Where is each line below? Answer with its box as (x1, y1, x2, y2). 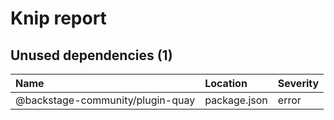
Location (204, 77, 248, 90)
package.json (204, 93, 268, 107)
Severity (277, 77, 320, 90)
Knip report (10, 7, 107, 30)
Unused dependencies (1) (10, 47, 173, 64)
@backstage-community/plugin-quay (15, 93, 196, 107)
